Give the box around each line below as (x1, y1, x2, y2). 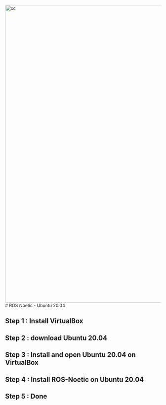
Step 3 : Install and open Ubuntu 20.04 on (5, 350, 136, 359)
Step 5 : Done (5, 392, 47, 401)
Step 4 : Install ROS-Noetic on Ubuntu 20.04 (5, 375, 144, 384)
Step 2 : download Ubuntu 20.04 (5, 334, 108, 342)
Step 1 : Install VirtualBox (5, 317, 83, 325)
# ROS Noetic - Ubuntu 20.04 (5, 303, 65, 308)
